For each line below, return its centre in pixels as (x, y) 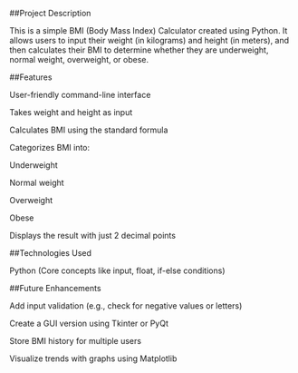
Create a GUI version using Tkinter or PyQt (89, 323)
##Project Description (50, 13)
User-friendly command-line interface (80, 95)
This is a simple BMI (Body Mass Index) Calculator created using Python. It (149, 30)
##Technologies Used (51, 253)
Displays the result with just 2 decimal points (93, 236)
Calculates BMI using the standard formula (89, 130)
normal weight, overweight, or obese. (79, 59)
